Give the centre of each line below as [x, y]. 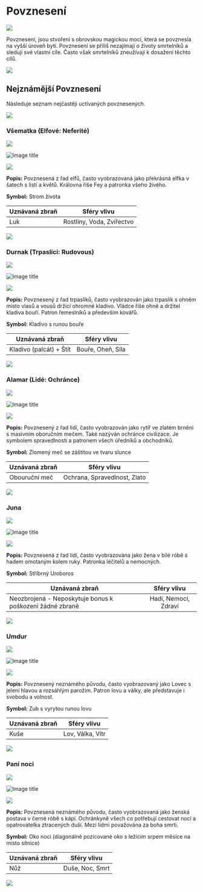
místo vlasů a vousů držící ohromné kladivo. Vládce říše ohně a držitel [93, 306]
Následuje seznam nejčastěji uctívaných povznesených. [76, 104]
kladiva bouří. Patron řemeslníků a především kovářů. [72, 313]
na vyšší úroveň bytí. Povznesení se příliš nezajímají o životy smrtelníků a [97, 45]
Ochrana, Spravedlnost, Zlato [105, 477]
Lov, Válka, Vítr [84, 734]
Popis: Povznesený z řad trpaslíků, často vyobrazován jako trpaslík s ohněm [101, 300]
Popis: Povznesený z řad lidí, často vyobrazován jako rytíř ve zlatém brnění [100, 427]
